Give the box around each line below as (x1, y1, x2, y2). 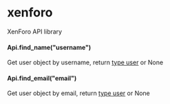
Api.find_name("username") (7, 43, 92, 51)
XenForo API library (7, 27, 63, 36)
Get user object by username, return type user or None (7, 58, 164, 66)
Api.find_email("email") (7, 74, 77, 82)
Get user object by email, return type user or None (7, 89, 150, 97)
